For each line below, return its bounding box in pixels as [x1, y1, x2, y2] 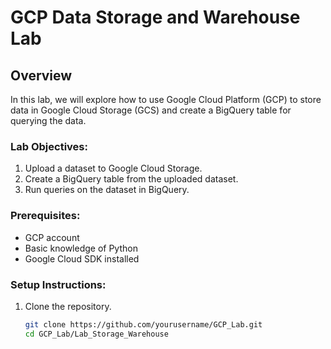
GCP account [24, 231, 80, 243]
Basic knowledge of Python [24, 242, 138, 254]
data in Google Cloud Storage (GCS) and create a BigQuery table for [10, 104, 292, 116]
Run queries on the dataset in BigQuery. [24, 184, 190, 196]
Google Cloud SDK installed [24, 252, 140, 265]
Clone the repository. [24, 300, 112, 312]
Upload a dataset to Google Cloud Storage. [24, 162, 203, 175]
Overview [10, 67, 73, 84]
